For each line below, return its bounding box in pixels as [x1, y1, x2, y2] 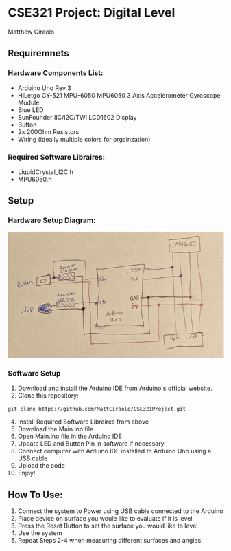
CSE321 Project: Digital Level [8, 5, 175, 21]
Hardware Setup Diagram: [8, 215, 96, 225]
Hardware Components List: [8, 68, 104, 78]
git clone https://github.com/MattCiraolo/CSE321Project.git [8, 406, 186, 413]
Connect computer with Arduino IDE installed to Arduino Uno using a [17, 447, 212, 455]
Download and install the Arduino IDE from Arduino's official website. [17, 384, 212, 393]
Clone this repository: [17, 391, 79, 400]
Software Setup [8, 369, 61, 378]
